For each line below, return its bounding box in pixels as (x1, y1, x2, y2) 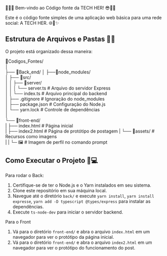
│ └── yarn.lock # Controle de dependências (5, 106, 100, 112)
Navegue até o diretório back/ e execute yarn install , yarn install (12, 193, 154, 199)
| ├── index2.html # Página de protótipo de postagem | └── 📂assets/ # (5, 128, 155, 134)
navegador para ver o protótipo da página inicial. (12, 234, 114, 240)
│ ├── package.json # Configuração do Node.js (5, 101, 106, 107)
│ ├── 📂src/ (5, 74, 31, 80)
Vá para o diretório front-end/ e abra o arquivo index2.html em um (12, 239, 152, 245)
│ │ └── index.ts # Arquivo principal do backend (5, 90, 107, 96)
